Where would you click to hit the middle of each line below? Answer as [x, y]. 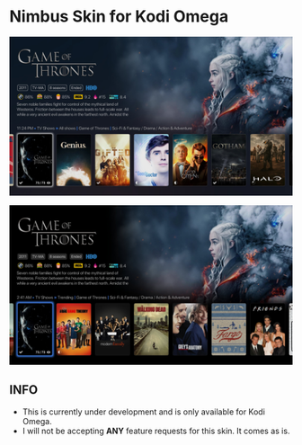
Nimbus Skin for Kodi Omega [119, 17]
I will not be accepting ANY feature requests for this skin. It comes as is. [156, 431]
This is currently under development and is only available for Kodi [143, 412]
